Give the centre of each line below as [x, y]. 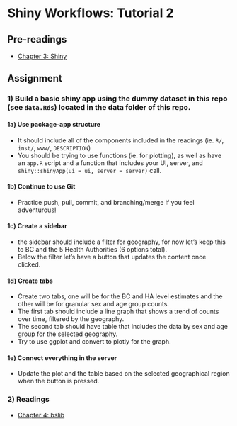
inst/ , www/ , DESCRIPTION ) [54, 147]
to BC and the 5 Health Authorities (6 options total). [92, 249]
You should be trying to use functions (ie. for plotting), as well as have [120, 155]
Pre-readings [37, 39]
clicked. [29, 264]
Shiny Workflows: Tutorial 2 [91, 13]
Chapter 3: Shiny [42, 56]
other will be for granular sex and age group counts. [93, 304]
